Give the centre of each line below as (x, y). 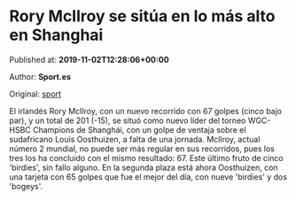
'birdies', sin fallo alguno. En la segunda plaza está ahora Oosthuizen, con (144, 167)
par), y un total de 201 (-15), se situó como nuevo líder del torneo (128, 120)
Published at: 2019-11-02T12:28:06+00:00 (90, 59)
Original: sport (35, 94)
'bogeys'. (26, 186)
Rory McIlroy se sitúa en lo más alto (142, 16)
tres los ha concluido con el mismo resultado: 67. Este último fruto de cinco (146, 158)
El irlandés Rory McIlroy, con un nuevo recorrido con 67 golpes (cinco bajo (145, 111)
